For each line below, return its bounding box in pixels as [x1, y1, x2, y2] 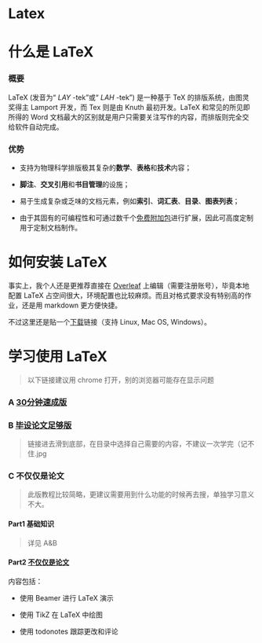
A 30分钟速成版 [8, 396, 67, 407]
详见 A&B [27, 538, 57, 547]
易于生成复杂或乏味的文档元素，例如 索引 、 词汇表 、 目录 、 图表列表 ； [19, 196, 240, 205]
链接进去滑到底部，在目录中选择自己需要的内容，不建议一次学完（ [27, 439, 241, 449]
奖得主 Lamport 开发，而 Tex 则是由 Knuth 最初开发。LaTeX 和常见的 [8, 102, 230, 112]
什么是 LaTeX [8, 43, 94, 61]
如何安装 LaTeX [8, 253, 107, 271]
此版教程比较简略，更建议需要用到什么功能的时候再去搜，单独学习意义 [27, 490, 255, 499]
